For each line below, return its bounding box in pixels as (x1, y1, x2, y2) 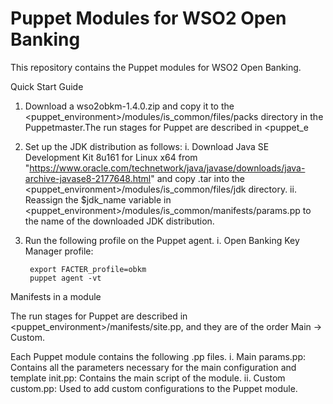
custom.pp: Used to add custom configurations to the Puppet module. (10, 382, 298, 394)
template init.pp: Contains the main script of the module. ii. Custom (10, 372, 286, 384)
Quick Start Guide (10, 80, 84, 92)
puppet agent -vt (29, 273, 102, 283)
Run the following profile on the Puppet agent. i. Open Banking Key (24, 234, 300, 246)
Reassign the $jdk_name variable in (24, 193, 172, 206)
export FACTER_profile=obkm (29, 264, 147, 274)
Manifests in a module (10, 290, 102, 302)
